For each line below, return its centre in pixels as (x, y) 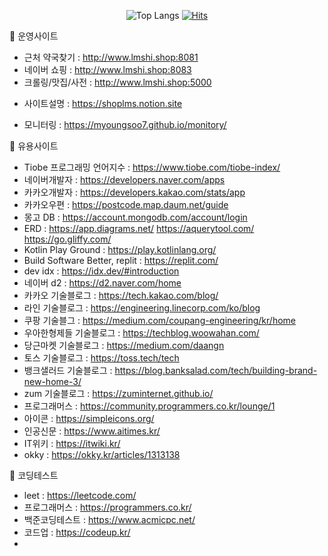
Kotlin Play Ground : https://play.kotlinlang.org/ (120, 249)
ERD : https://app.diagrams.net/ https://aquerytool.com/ (139, 228)
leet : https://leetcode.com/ (80, 495)
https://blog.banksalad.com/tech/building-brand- (216, 370)
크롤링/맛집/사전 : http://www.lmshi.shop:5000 (117, 82)
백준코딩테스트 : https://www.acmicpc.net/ (109, 519)
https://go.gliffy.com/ (67, 239)
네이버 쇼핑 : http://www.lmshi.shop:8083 (107, 69)
